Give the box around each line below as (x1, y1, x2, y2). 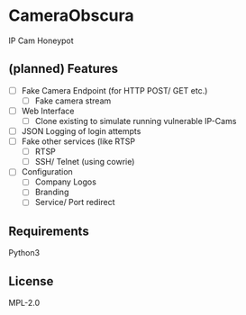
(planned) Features (8, 61, 119, 76)
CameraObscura (8, 5, 134, 26)
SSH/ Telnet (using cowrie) (34, 157, 135, 167)
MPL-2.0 (8, 298, 41, 309)
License (8, 274, 54, 289)
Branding (34, 186, 69, 198)
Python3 (8, 247, 41, 258)
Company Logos (34, 176, 96, 187)
